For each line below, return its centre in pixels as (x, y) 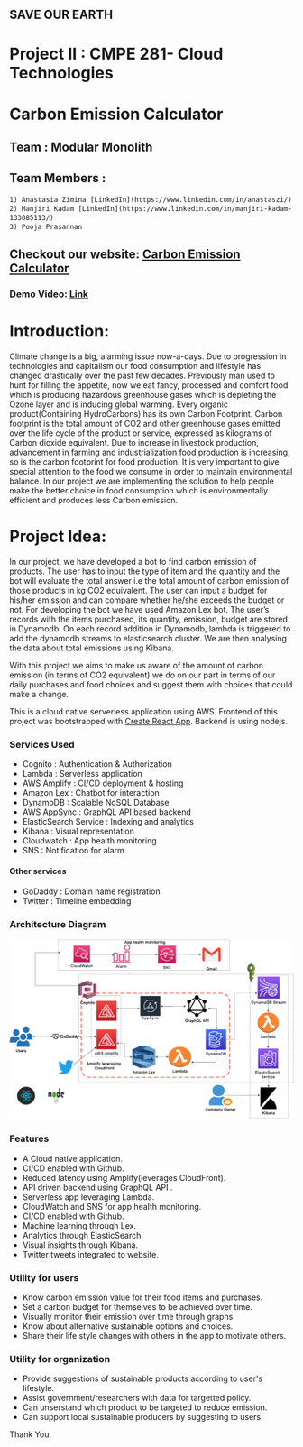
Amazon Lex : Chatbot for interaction (91, 793)
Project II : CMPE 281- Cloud (116, 54)
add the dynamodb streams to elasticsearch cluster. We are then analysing (148, 639)
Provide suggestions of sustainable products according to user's (142, 1378)
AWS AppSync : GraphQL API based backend (107, 812)
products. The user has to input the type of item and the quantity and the (145, 571)
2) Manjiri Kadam (42, 208)
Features (29, 1138)
